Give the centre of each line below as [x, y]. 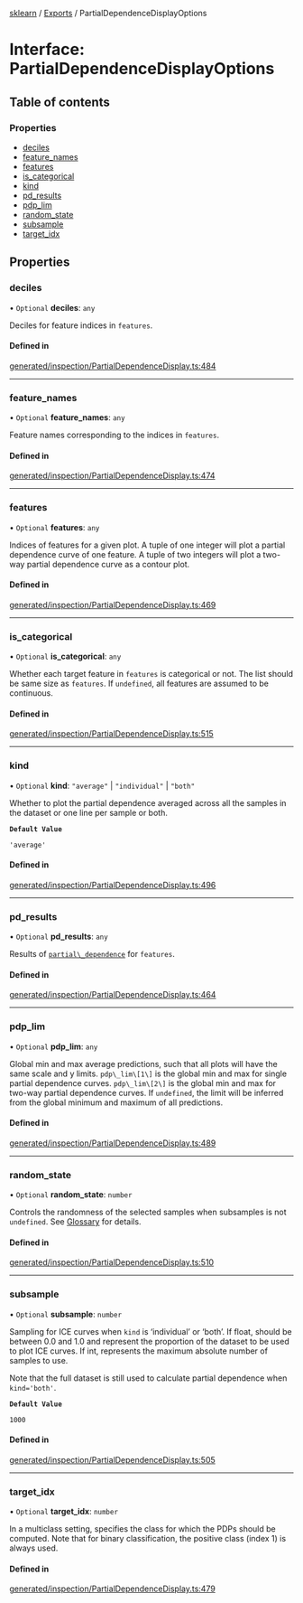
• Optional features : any [55, 527]
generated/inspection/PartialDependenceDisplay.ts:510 [112, 1262]
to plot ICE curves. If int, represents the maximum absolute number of [139, 1351]
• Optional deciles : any [52, 307]
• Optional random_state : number [71, 1195]
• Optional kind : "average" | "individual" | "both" [102, 785]
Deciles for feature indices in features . [81, 325]
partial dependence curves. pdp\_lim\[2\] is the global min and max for [143, 1083]
